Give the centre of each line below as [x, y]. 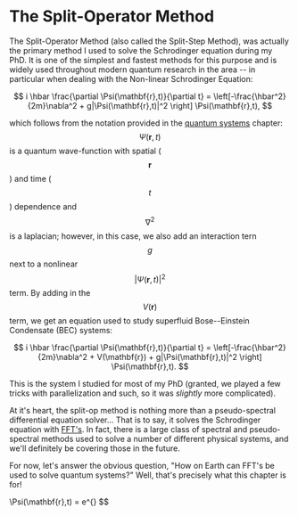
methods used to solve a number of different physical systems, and [165, 439]
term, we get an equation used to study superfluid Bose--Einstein [129, 321]
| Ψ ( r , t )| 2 [150, 278]
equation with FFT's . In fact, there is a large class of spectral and [128, 430]
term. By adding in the [50, 293]
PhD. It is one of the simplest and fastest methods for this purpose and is [143, 60]
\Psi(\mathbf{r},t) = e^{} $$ [59, 502]
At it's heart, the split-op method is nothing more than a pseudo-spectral [143, 411]
